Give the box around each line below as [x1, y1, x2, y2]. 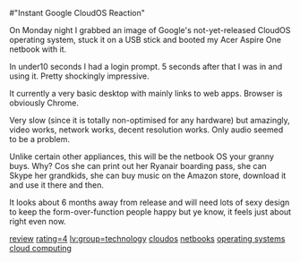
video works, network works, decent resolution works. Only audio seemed [9, 124, 284, 135]
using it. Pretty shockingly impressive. [9, 71, 150, 81]
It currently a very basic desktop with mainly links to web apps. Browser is [9, 89, 283, 98]
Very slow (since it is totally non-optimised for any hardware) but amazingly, [9, 115, 290, 125]
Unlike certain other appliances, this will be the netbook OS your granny [9, 151, 275, 162]
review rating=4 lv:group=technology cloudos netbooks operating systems [9, 233, 286, 244]
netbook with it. [9, 44, 67, 55]
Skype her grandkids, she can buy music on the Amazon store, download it [9, 170, 287, 181]
